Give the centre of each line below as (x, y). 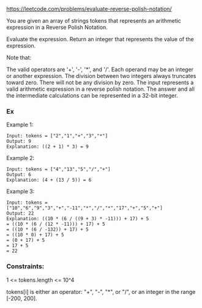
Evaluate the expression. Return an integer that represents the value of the (100, 39)
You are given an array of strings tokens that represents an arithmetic (94, 21)
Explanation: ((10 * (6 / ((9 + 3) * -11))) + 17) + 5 (78, 219)
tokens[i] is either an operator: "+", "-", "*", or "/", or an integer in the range (101, 291)
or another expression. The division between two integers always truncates (101, 76)
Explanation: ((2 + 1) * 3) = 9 (47, 147)
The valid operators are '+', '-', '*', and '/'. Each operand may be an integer (100, 69)
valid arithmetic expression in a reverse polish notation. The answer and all (100, 89)
